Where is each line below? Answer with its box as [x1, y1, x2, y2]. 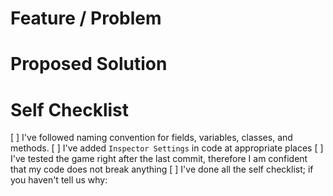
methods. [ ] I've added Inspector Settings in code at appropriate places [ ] [10, 142, 324, 154]
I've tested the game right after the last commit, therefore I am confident [10, 153, 308, 165]
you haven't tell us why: [10, 174, 108, 186]
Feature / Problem [10, 7, 162, 30]
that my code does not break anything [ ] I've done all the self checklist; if [10, 163, 314, 176]
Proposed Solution [10, 53, 168, 76]
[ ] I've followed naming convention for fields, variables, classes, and [10, 132, 293, 144]
